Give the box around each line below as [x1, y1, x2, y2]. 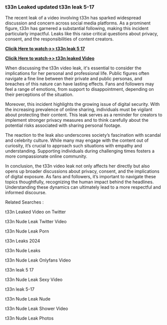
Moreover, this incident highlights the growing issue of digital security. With [5, 101, 160, 107]
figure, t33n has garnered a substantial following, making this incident [5, 25, 149, 31]
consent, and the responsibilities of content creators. [5, 36, 114, 42]
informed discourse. [5, 190, 47, 196]
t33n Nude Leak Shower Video [5, 306, 68, 312]
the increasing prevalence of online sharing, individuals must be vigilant [5, 106, 153, 113]
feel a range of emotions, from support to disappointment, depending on [5, 86, 154, 92]
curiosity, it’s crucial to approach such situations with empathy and [5, 143, 142, 149]
